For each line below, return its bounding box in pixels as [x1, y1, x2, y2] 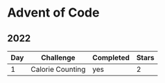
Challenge [40, 53, 76, 62]
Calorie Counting [31, 64, 86, 74]
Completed [92, 53, 130, 62]
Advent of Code [7, 5, 100, 21]
